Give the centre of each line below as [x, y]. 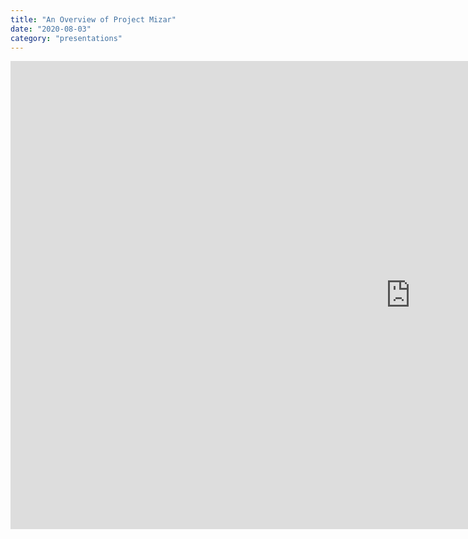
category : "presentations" [66, 38]
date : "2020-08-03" [51, 29]
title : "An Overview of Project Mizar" [93, 19]
